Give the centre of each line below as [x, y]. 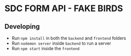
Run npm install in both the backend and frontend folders [69, 38]
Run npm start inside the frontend [46, 48]
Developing [22, 27]
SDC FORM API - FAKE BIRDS [64, 9]
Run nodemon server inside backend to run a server [61, 43]
